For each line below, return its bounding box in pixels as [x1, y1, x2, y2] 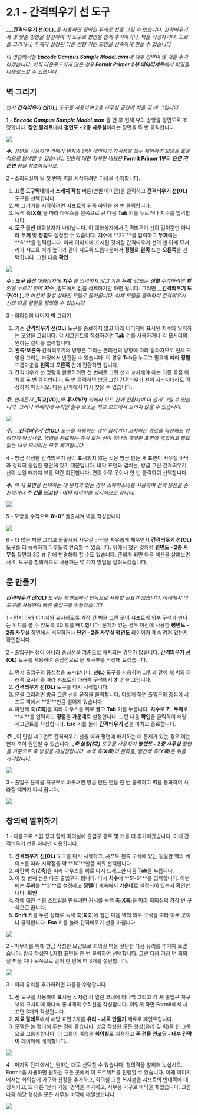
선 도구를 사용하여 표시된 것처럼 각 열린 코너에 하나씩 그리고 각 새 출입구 [14, 993, 180, 1000]
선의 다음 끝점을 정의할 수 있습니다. [6, 299, 87, 306]
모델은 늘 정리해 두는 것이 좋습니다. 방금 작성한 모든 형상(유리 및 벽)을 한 [14, 1023, 180, 1030]
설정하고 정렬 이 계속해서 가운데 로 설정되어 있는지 [62, 882, 175, 889]
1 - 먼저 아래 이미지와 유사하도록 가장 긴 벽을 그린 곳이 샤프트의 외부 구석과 [6, 614, 177, 621]
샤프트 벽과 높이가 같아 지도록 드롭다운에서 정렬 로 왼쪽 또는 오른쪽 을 [25, 246, 181, 253]
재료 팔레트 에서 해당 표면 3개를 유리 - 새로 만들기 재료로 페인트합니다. [14, 1016, 174, 1023]
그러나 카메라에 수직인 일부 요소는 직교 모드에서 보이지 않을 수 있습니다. [18, 403, 182, 410]
